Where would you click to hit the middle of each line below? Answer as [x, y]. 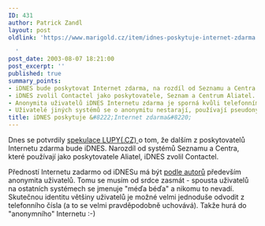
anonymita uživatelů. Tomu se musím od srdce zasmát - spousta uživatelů [129, 180]
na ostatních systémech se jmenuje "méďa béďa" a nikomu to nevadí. [121, 189]
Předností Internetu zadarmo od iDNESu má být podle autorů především [125, 172]
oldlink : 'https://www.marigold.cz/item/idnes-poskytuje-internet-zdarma [132, 37]
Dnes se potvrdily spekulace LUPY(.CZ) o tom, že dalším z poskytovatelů [127, 140]
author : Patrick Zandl [45, 23]
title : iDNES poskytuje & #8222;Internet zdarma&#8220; [100, 118]
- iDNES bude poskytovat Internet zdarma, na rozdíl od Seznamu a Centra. [134, 88]
